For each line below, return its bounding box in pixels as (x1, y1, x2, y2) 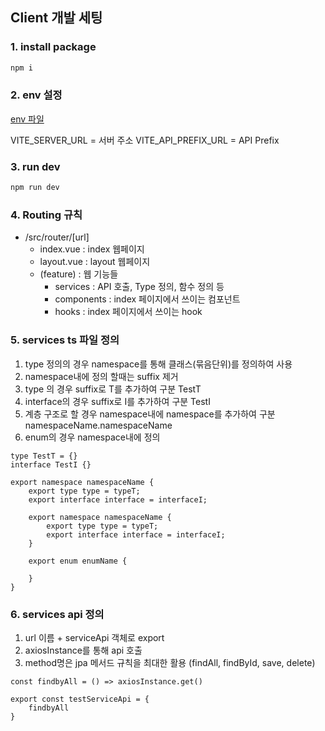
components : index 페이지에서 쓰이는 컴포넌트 (54, 293, 241, 305)
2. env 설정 (10, 88, 63, 102)
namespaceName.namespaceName (24, 419, 173, 431)
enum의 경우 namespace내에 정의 (24, 431, 161, 443)
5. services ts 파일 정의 (10, 333, 120, 347)
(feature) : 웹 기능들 (39, 268, 119, 280)
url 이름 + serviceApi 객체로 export (24, 631, 165, 643)
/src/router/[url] (24, 231, 90, 243)
